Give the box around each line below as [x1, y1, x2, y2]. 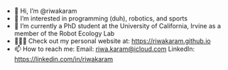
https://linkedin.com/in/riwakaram [13, 55, 114, 63]
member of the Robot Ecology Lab [13, 29, 115, 37]
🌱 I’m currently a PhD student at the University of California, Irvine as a [13, 22, 222, 30]
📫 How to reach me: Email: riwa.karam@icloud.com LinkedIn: [13, 45, 195, 53]
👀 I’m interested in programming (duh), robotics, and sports [13, 14, 188, 23]
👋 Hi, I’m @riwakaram [13, 7, 77, 15]
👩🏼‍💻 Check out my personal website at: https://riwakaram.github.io [13, 37, 211, 45]
